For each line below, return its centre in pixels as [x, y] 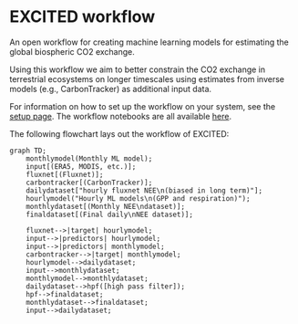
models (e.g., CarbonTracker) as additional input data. [111, 89]
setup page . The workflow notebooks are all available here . [121, 116]
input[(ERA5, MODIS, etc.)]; [81, 166]
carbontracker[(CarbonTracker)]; [89, 183]
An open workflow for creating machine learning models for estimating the [149, 42]
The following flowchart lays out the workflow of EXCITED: [119, 133]
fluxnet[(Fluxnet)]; [65, 174]
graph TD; [28, 151]
